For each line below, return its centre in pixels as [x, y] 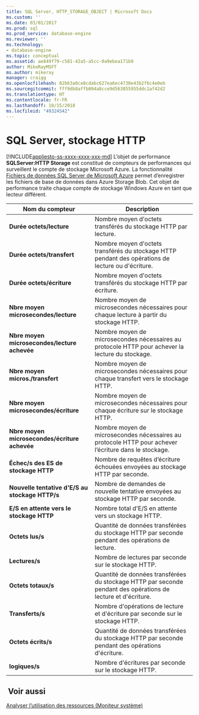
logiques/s [25, 666]
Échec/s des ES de [36, 463]
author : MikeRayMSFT [32, 67]
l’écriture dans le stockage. [132, 450]
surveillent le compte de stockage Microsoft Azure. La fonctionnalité [89, 169]
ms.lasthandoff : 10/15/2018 [41, 105]
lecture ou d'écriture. [124, 266]
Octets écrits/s [31, 642]
